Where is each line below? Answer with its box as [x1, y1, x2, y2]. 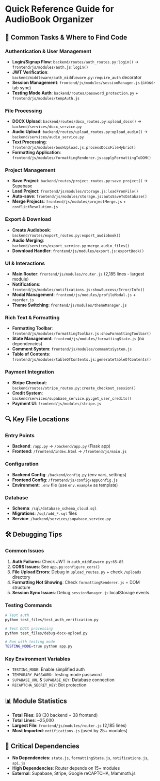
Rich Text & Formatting [5, 314, 60, 321]
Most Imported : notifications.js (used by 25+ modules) [12, 728, 128, 734]
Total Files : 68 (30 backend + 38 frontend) [12, 712, 98, 718]
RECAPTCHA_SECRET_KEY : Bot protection [12, 682, 87, 688]
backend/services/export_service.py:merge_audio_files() [12, 243, 130, 248]
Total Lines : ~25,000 [12, 718, 54, 723]
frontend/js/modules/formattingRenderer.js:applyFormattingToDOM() [12, 156, 151, 160]
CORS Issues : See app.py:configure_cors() [12, 564, 100, 569]
